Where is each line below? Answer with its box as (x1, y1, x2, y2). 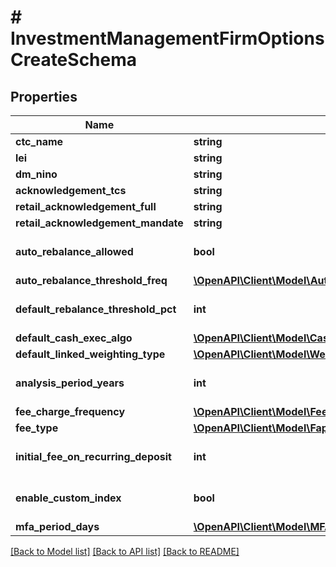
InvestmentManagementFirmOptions (10, 27, 325, 50)
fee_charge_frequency (15, 405, 126, 418)
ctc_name (15, 135, 64, 148)
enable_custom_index (15, 491, 122, 505)
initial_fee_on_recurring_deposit (15, 450, 172, 463)
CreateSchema (10, 49, 138, 71)
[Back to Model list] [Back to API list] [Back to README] (10, 546, 240, 557)
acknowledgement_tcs (15, 184, 127, 197)
